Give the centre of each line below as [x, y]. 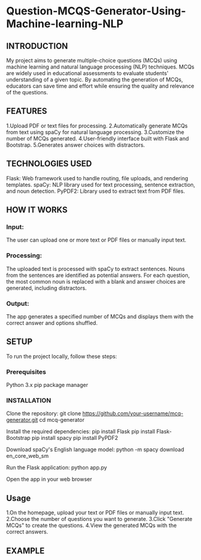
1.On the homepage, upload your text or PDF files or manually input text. [95, 513]
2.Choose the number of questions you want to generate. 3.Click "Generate [99, 519]
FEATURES [27, 111]
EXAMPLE [25, 551]
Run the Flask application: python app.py [57, 467]
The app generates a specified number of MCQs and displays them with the [100, 316]
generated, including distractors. [46, 288]
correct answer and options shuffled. [52, 323]
